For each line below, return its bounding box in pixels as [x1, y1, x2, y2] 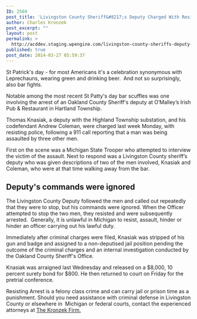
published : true [6, 47, 46, 53]
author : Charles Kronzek [6, 19, 67, 25]
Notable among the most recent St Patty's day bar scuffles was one [6, 92, 170, 99]
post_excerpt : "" [6, 25, 49, 31]
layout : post [6, 31, 38, 36]
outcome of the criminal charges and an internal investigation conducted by [6, 246, 189, 253]
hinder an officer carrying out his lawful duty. [6, 223, 116, 230]
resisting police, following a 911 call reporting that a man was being [6, 129, 168, 136]
